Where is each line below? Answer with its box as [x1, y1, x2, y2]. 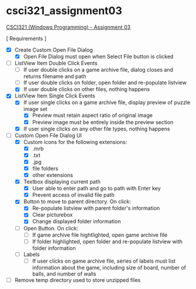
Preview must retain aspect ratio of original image [32, 112, 153, 119]
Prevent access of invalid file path [32, 191, 115, 199]
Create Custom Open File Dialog [14, 46, 93, 53]
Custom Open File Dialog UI [14, 132, 82, 139]
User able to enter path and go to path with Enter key [32, 185, 161, 192]
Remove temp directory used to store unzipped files [14, 276, 141, 283]
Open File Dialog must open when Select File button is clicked [23, 53, 174, 60]
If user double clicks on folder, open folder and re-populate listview [23, 79, 187, 86]
